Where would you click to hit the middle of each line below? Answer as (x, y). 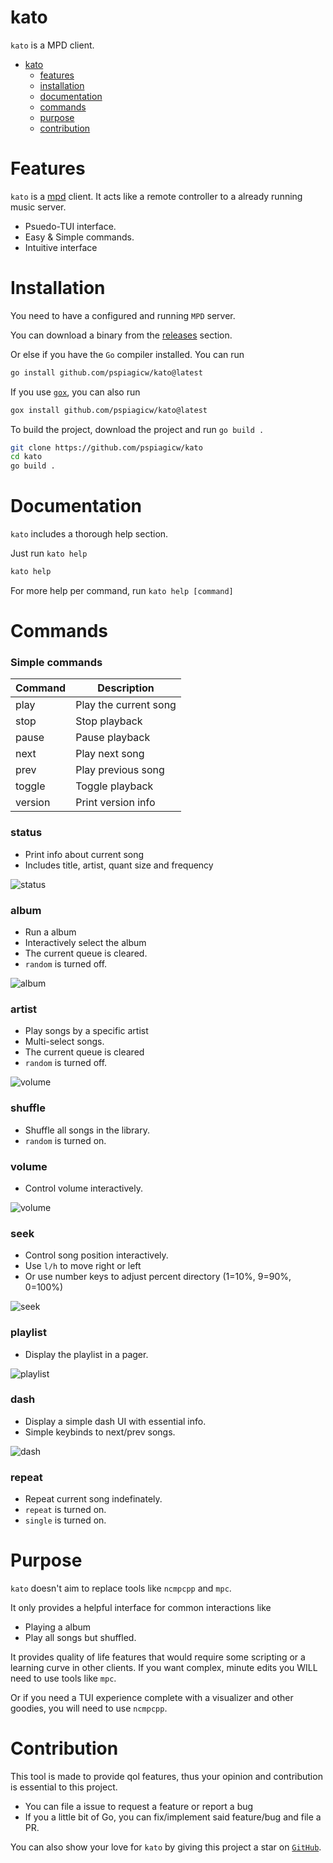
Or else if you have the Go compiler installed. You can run (127, 354)
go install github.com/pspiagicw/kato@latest (106, 372)
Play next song (110, 754)
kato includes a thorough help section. (89, 534)
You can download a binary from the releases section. (121, 335)
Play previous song (120, 770)
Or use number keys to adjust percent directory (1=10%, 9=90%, (158, 1277)
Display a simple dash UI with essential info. (115, 1421)
